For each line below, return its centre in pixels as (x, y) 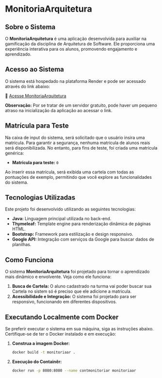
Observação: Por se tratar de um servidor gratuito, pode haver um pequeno (81, 105)
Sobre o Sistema (30, 27)
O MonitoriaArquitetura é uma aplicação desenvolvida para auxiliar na (76, 38)
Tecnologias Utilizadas (40, 198)
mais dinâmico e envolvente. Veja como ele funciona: (58, 277)
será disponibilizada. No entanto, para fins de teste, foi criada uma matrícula (81, 148)
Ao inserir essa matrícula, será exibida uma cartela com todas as (70, 172)
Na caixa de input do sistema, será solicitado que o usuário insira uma (75, 137)
